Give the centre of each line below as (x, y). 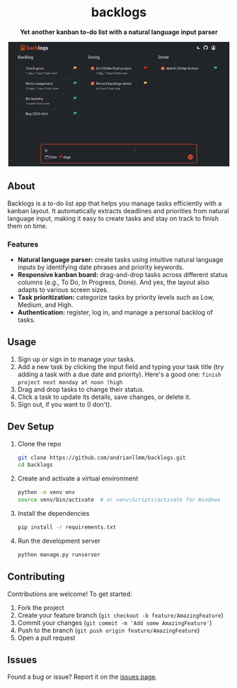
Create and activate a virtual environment (78, 478)
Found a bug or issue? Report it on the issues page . (82, 677)
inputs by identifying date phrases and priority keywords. (101, 267)
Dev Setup (31, 427)
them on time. (28, 226)
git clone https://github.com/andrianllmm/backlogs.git (102, 458)
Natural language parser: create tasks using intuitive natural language (120, 259)
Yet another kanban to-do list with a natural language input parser (119, 32)
